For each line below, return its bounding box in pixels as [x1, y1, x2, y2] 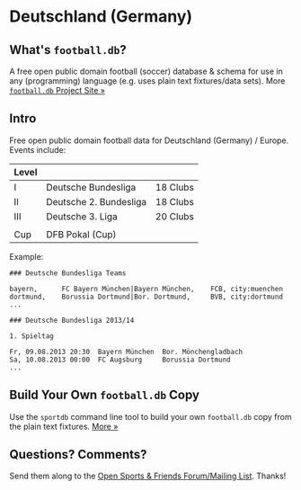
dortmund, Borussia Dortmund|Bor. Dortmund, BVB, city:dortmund [9, 292, 283, 301]
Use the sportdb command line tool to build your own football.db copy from [9, 411, 292, 422]
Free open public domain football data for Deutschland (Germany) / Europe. [9, 135, 289, 146]
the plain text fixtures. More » [9, 421, 119, 432]
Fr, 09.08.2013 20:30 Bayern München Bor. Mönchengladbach [9, 347, 243, 356]
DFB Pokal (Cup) [46, 227, 117, 240]
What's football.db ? [9, 42, 128, 58]
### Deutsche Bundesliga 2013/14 [9, 316, 135, 325]
